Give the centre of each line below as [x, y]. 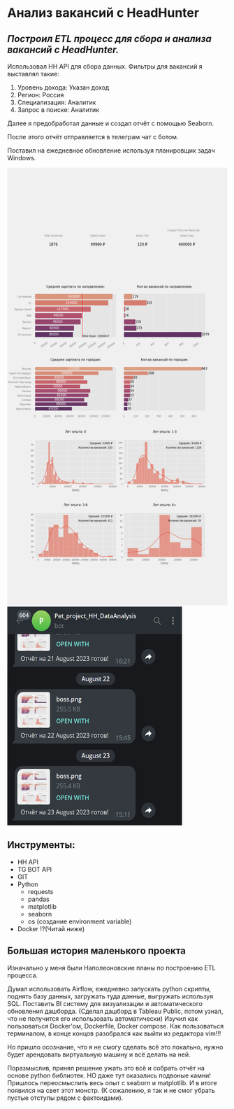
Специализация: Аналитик [57, 102]
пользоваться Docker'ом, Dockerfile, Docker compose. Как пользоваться [116, 1026]
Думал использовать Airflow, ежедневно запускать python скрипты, [109, 989]
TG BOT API [35, 869]
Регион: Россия [41, 95]
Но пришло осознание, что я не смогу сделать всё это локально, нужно [115, 1047]
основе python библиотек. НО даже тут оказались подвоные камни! [109, 1075]
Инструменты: [41, 845]
